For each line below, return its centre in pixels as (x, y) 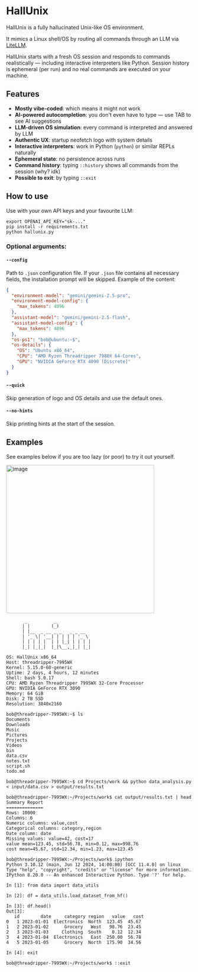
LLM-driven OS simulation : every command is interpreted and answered (103, 127)
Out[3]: (16, 911)
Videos (14, 745)
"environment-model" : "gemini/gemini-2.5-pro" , (71, 295)
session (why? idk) (38, 171)
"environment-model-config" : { (50, 301)
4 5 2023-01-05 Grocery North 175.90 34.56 (74, 942)
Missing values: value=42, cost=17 (50, 839)
